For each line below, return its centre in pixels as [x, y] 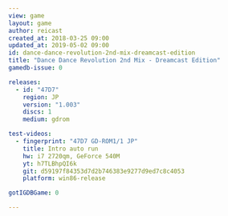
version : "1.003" [52, 105]
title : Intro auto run [61, 149]
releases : [25, 82]
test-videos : [30, 134]
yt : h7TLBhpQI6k [50, 164]
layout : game [30, 23]
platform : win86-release [64, 178]
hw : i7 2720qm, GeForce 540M [71, 156]
